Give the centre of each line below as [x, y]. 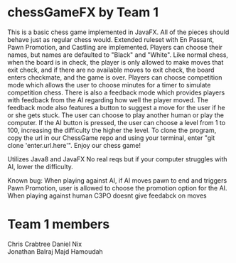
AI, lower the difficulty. [40, 166]
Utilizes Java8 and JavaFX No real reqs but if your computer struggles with [117, 159]
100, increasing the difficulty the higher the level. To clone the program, [112, 130]
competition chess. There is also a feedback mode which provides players [116, 92]
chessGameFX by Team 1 [83, 12]
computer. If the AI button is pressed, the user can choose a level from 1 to [117, 122]
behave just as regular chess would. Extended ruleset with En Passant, [111, 39]
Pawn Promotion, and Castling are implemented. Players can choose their [115, 47]
